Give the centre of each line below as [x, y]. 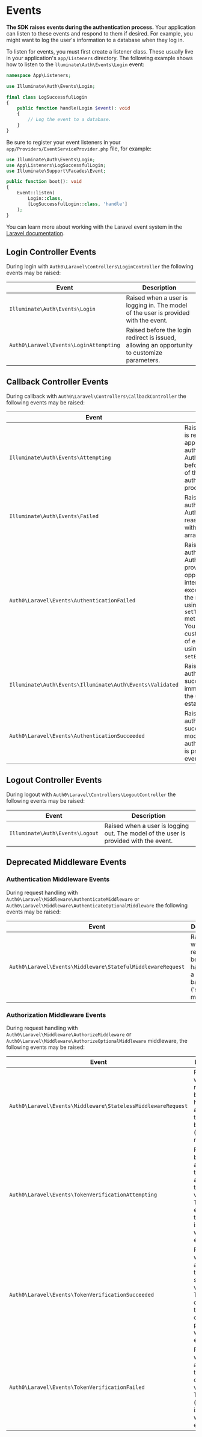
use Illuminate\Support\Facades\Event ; [56, 171]
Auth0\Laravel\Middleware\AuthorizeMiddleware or [69, 1034]
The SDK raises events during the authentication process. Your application [101, 27]
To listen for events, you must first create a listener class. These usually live [100, 51]
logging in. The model [157, 306]
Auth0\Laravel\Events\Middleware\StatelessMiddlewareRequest [99, 1106]
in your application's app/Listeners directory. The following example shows [100, 58]
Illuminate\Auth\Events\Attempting [60, 458]
